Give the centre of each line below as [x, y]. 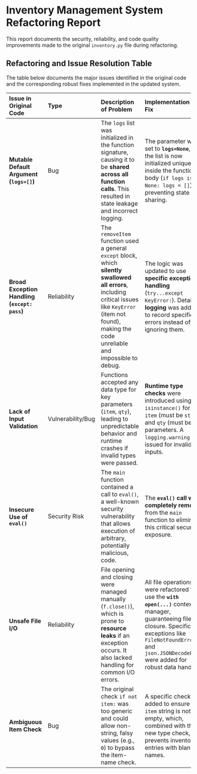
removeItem [116, 234]
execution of [118, 531]
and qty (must [164, 422]
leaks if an [115, 635]
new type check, [167, 733]
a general [114, 248]
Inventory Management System [84, 10]
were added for [166, 660]
